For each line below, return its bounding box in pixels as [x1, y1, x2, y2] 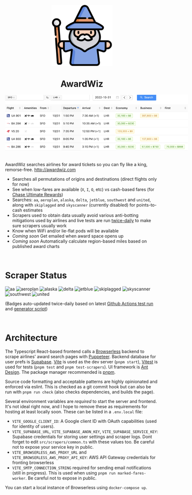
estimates [23, 207, 43, 213]
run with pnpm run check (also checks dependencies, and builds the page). [5, 389, 155, 395]
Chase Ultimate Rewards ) [12, 192, 63, 198]
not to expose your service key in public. [12, 444, 94, 450]
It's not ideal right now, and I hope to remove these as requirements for [5, 404, 148, 410]
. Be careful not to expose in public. [25, 475, 96, 481]
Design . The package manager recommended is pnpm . [5, 369, 116, 375]
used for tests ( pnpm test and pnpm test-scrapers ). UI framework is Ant [5, 364, 149, 370]
